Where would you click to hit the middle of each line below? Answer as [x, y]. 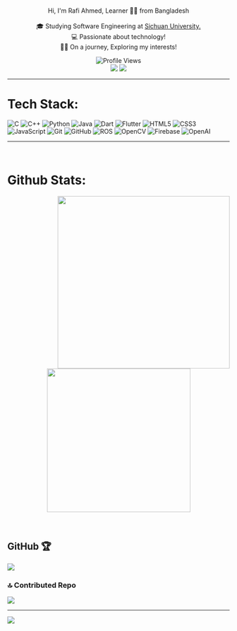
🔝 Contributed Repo [42, 585]
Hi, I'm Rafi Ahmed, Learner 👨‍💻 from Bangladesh [118, 11]
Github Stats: [47, 180]
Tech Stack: [43, 104]
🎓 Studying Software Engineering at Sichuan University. [119, 26]
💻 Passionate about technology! [119, 37]
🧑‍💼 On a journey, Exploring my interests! [119, 47]
